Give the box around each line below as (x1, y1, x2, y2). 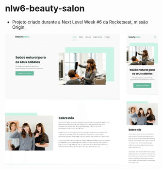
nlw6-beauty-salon (5, 3, 85, 14)
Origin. (12, 24, 26, 30)
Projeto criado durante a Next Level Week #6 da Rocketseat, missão (12, 19, 148, 25)
